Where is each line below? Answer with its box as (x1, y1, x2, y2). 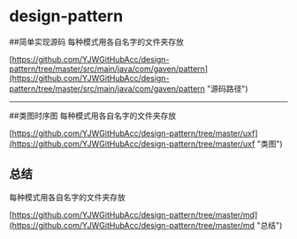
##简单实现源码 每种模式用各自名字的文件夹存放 (9, 36, 184, 47)
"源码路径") (207, 83, 249, 93)
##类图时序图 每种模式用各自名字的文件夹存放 (9, 110, 177, 121)
